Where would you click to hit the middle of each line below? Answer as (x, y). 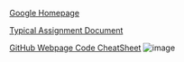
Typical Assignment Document (66, 30)
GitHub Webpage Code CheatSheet (75, 48)
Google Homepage (44, 13)
